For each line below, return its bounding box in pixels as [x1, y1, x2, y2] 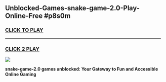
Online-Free [5, 12, 43, 20]
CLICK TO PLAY [5, 27, 43, 34]
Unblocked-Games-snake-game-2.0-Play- [5, 4, 140, 12]
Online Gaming [5, 71, 37, 77]
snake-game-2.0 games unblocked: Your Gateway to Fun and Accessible [5, 66, 158, 72]
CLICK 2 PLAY [5, 45, 40, 52]
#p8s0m [43, 12, 71, 20]
